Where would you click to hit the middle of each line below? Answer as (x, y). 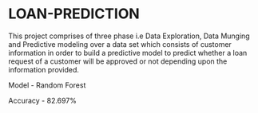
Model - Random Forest (47, 85)
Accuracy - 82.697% (43, 100)
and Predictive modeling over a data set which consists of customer (120, 44)
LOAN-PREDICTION (74, 14)
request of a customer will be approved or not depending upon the (118, 61)
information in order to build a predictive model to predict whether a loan (128, 53)
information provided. (44, 69)
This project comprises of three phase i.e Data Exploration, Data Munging (129, 36)
